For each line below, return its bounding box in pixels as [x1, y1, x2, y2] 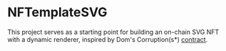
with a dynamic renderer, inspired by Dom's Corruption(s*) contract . [7, 35, 208, 43]
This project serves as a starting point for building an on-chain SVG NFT [7, 28, 220, 36]
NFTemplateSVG [7, 4, 108, 21]
